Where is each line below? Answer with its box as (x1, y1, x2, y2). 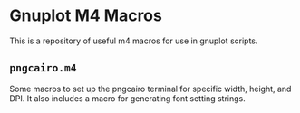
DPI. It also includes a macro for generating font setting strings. (9, 92, 247, 104)
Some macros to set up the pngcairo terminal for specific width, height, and (9, 83, 292, 94)
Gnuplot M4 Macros (9, 5, 163, 26)
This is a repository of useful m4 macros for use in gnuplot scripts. (9, 35, 258, 46)
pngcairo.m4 (9, 61, 77, 75)
